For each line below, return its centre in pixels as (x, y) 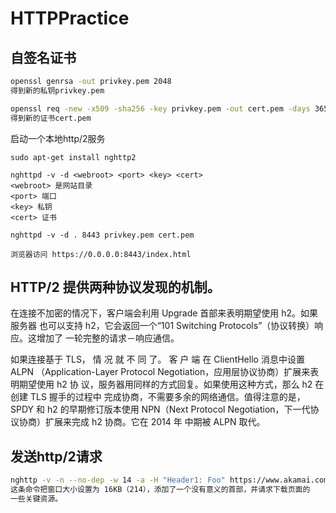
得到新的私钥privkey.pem (57, 90)
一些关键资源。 (36, 498)
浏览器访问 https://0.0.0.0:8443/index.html (101, 254)
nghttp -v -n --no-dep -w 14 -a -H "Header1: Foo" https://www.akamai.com (169, 480)
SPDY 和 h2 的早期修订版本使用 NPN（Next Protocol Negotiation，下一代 (160, 409)
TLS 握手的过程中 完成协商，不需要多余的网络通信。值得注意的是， (167, 397)
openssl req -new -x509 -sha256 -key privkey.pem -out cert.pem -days (160, 108)
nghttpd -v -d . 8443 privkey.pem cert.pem (102, 235)
